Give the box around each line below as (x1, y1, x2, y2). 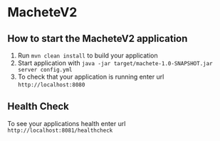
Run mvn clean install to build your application (17, 51, 158, 60)
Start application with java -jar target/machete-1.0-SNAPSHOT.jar (17, 59, 213, 67)
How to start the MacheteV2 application (7, 33, 188, 45)
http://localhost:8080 (17, 81, 85, 89)
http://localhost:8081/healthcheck (7, 127, 113, 134)
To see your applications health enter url (7, 119, 126, 128)
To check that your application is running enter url (17, 72, 164, 81)
